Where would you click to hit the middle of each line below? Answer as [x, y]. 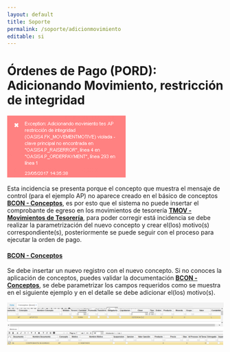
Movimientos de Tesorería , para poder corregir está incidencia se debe [109, 218]
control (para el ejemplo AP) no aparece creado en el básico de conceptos [113, 196]
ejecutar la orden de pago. [45, 240]
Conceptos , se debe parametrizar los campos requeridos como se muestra [114, 285]
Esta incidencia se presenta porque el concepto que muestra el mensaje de [114, 188]
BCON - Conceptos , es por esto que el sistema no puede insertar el [103, 203]
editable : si [26, 36]
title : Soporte [29, 22]
